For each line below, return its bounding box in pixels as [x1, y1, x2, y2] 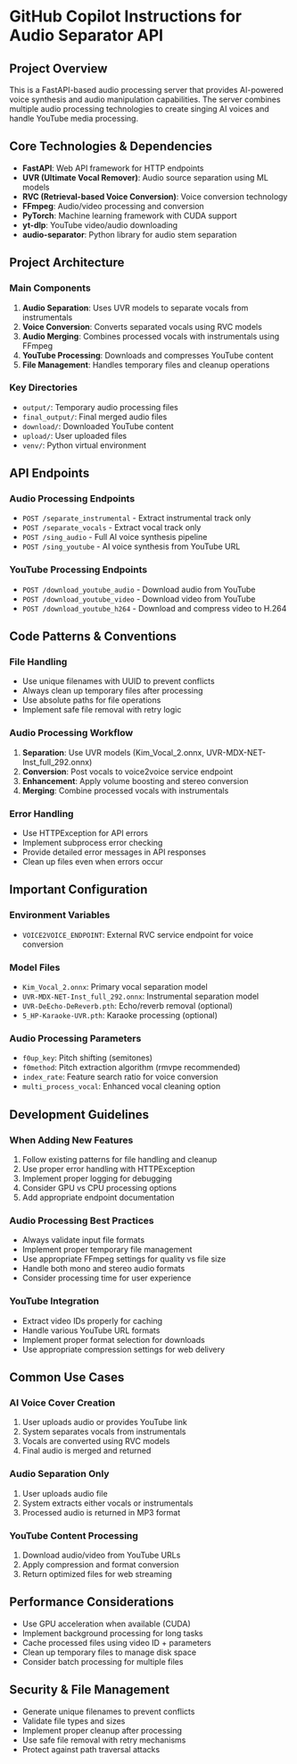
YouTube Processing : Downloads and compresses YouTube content [21, 350, 274, 360]
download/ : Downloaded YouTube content [21, 420, 174, 431]
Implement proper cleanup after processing [21, 1725, 183, 1735]
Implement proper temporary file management [21, 1245, 193, 1255]
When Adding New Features [9, 1134, 134, 1146]
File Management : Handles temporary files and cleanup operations [21, 359, 270, 370]
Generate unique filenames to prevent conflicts [21, 1706, 195, 1717]
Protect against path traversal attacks [21, 1743, 161, 1754]
